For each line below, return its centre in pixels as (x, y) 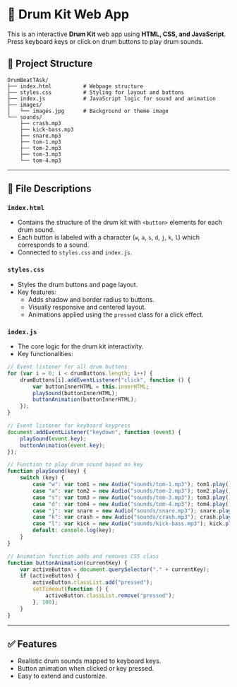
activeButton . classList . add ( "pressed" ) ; (93, 582)
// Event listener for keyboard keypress (69, 426)
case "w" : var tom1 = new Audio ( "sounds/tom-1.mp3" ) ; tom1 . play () (132, 485)
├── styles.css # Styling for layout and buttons (96, 92)
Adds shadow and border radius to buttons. (91, 299)
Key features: (37, 292)
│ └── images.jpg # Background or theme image (88, 111)
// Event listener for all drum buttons (68, 367)
